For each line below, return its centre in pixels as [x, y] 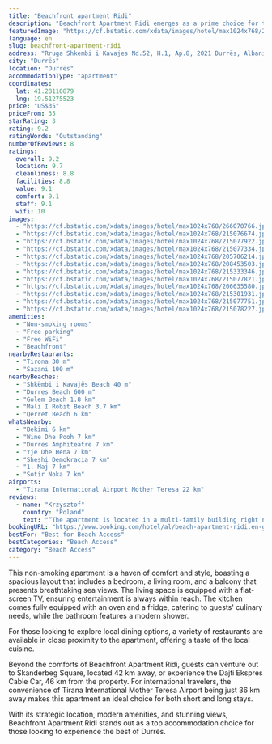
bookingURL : [28, 527]
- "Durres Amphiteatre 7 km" [65, 444]
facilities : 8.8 [43, 182]
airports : [25, 482]
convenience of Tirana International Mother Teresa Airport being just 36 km [134, 690]
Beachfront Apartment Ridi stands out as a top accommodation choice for [132, 723]
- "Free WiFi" [39, 339]
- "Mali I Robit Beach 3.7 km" [68, 407]
